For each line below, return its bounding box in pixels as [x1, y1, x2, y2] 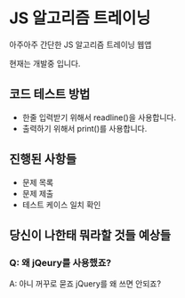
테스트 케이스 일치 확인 [21, 199, 101, 210]
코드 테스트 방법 [9, 86, 91, 102]
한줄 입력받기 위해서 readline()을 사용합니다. [21, 112, 176, 123]
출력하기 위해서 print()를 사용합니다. [21, 123, 148, 133]
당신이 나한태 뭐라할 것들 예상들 [9, 228, 172, 243]
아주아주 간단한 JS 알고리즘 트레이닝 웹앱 [9, 39, 152, 50]
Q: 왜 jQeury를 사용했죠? [9, 256, 112, 269]
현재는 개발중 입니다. [9, 58, 81, 68]
